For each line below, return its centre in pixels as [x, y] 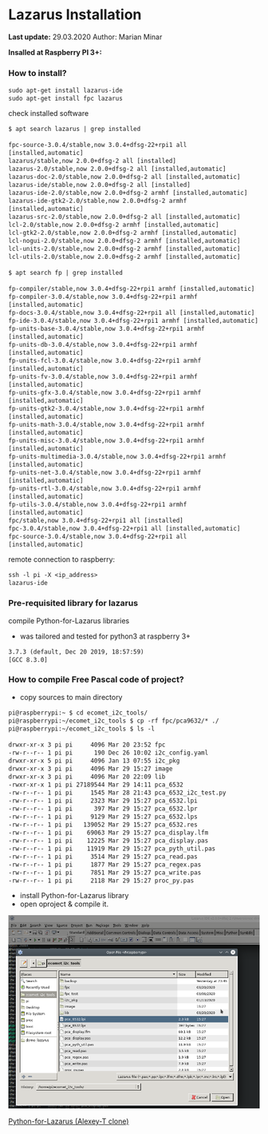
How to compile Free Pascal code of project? [97, 679]
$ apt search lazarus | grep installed [75, 129]
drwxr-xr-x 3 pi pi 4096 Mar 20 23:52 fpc [87, 745]
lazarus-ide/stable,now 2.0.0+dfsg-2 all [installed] [100, 185]
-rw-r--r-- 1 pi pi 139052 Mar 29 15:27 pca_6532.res [103, 825]
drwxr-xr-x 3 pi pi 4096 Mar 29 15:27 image [91, 769]
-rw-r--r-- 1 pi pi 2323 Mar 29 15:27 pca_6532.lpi [103, 801]
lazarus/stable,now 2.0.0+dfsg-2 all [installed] [93, 161]
